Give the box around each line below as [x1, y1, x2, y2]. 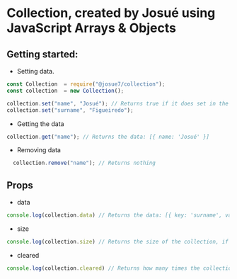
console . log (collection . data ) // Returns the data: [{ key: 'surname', [6, 212, 222, 219]
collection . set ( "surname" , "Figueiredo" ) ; [6, 106, 134, 114]
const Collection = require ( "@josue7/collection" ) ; [6, 81, 166, 88]
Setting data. [16, 67, 54, 75]
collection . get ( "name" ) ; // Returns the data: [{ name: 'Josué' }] [6, 133, 210, 140]
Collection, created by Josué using [6, 5, 216, 21]
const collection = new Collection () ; [6, 87, 125, 94]
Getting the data [16, 119, 64, 128]
